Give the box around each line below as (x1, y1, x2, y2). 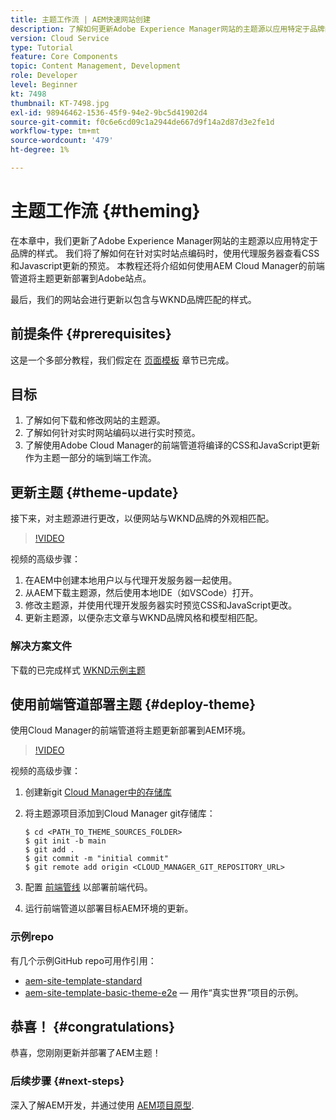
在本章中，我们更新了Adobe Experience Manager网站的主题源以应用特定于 (10, 234, 319, 246)
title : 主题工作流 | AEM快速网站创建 (10, 14, 151, 25)
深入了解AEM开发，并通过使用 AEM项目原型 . (10, 1099, 195, 1111)
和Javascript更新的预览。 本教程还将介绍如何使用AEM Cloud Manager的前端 (10, 259, 325, 271)
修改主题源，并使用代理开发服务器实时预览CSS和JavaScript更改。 (24, 599, 298, 611)
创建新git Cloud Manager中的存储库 (24, 786, 172, 798)
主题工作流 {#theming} (10, 200, 201, 223)
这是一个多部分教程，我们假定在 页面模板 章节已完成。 (10, 354, 235, 366)
